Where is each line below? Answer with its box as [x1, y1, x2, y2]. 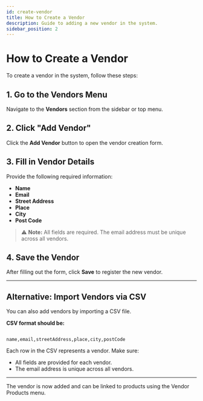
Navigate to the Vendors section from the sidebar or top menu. [6, 105, 163, 113]
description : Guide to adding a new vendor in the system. [6, 20, 158, 26]
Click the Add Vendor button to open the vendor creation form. [6, 139, 163, 146]
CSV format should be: [6, 319, 65, 327]
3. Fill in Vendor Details [6, 157, 95, 167]
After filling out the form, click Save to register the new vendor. [6, 268, 163, 276]
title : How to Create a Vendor [6, 15, 85, 21]
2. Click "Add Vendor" [6, 123, 91, 133]
